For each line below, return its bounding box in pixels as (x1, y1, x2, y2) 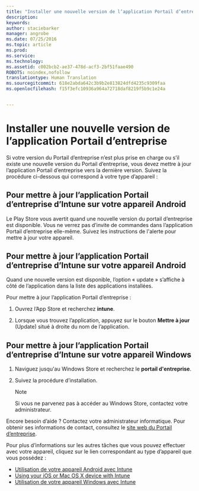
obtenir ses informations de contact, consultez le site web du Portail (6, 424, 172, 431)
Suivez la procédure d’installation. (14, 377, 98, 384)
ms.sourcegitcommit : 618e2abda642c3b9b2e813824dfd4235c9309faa (6, 81, 166, 87)
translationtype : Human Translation (6, 75, 97, 81)
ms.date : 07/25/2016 (6, 36, 57, 42)
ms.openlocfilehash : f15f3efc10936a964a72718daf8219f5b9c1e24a (6, 86, 166, 92)
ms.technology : (6, 58, 44, 64)
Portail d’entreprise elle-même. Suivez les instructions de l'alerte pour (6, 228, 176, 235)
